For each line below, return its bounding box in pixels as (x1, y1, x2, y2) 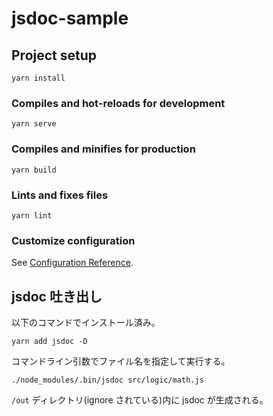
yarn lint (11, 210, 53, 221)
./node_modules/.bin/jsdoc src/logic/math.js (11, 375, 204, 385)
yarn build (11, 165, 57, 175)
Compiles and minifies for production (11, 142, 196, 156)
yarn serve (11, 119, 57, 129)
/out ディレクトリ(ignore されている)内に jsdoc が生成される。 (11, 394, 269, 406)
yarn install (11, 73, 66, 83)
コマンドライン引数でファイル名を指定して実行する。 (11, 355, 231, 367)
